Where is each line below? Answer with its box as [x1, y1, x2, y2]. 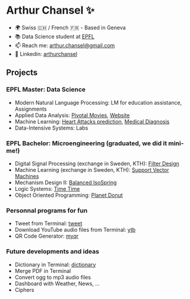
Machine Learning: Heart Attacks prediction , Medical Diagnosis [14, 118, 170, 125]
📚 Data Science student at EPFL [14, 33, 95, 40]
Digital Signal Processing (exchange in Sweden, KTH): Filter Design [14, 160, 180, 167]
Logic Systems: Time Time [14, 185, 80, 192]
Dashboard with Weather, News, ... [14, 280, 100, 287]
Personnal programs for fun [6, 206, 88, 215]
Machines [14, 172, 39, 180]
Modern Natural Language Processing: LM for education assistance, [14, 99, 182, 106]
